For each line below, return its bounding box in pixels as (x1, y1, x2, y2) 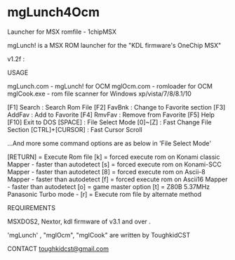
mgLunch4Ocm (7, 4, 100, 20)
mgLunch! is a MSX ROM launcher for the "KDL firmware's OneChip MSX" (7, 41, 222, 49)
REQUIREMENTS (7, 203, 56, 212)
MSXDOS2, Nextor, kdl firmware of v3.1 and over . (7, 217, 151, 226)
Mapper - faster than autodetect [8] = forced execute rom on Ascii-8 (7, 167, 206, 176)
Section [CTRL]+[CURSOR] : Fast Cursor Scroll (7, 125, 142, 134)
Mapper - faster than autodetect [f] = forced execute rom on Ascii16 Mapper (7, 175, 228, 183)
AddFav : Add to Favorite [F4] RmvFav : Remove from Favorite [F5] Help (7, 110, 215, 119)
